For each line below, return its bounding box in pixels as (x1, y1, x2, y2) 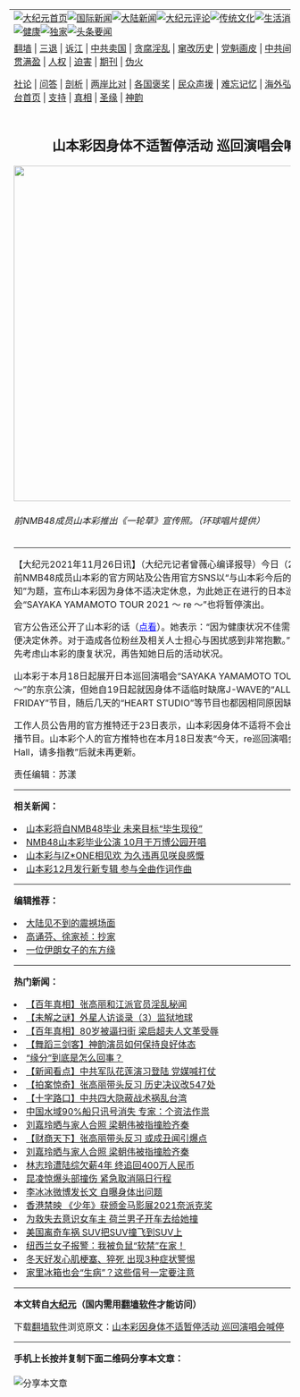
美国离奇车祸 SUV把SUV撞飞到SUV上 (26, 1226, 183, 1239)
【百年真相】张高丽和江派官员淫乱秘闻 (26, 998, 187, 1011)
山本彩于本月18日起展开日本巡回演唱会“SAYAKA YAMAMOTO (13, 670, 272, 682)
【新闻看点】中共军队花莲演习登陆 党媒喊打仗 (26, 1065, 217, 1078)
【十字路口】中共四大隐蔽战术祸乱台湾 (26, 1092, 187, 1105)
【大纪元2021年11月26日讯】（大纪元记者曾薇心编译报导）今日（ (13, 558, 288, 571)
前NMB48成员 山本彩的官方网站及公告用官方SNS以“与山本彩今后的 (13, 571, 292, 584)
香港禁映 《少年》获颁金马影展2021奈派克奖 (26, 1199, 212, 1212)
